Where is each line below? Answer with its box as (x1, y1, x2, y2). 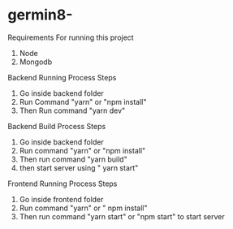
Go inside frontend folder (19, 194, 104, 204)
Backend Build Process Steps (7, 121, 106, 131)
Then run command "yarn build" (19, 154, 127, 164)
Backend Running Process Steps (7, 72, 117, 82)
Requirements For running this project (7, 32, 135, 42)
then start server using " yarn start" (19, 162, 139, 172)
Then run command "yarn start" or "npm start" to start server (19, 211, 225, 221)
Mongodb (19, 57, 53, 67)
